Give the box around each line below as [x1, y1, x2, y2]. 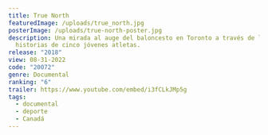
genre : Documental [8, 71, 69, 79]
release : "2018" [8, 48, 62, 56]
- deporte [15, 108, 48, 116]
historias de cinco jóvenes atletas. [15, 41, 141, 49]
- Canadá [15, 115, 45, 123]
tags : [8, 93, 26, 101]
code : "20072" [8, 64, 56, 71]
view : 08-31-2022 [8, 56, 66, 64]
